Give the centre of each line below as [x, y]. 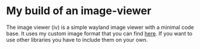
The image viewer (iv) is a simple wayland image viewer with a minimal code [100, 27]
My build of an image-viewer [79, 11]
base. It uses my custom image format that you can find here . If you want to [99, 33]
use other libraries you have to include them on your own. [77, 40]
